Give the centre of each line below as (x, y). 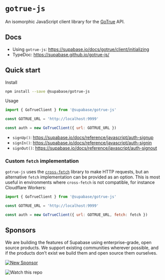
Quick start (23, 70)
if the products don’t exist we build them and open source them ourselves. (81, 253)
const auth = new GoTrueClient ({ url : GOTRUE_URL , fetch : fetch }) (77, 215)
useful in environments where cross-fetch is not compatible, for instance (80, 182)
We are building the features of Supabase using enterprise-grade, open (78, 242)
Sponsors (20, 230)
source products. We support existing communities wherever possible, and (82, 248)
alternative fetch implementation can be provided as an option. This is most (82, 177)
